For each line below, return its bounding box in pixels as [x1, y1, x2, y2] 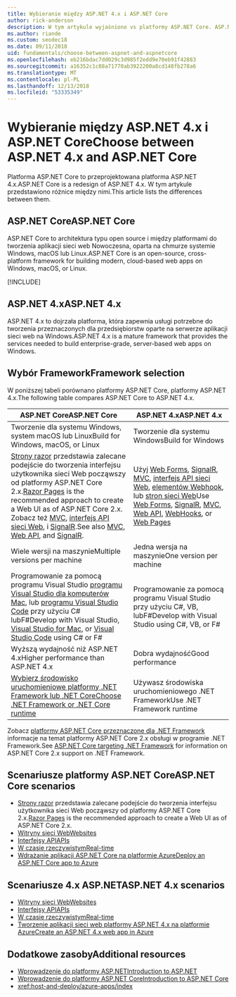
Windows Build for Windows [133, 435, 225, 445]
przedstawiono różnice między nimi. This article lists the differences [7, 187, 202, 196]
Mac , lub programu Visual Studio [11, 597, 119, 607]
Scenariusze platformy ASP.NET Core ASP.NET [7, 769, 216, 781]
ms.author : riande [7, 30, 61, 37]
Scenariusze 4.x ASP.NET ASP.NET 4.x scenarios [7, 879, 225, 891]
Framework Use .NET [133, 695, 202, 705]
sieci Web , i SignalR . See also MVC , [11, 521, 126, 531]
